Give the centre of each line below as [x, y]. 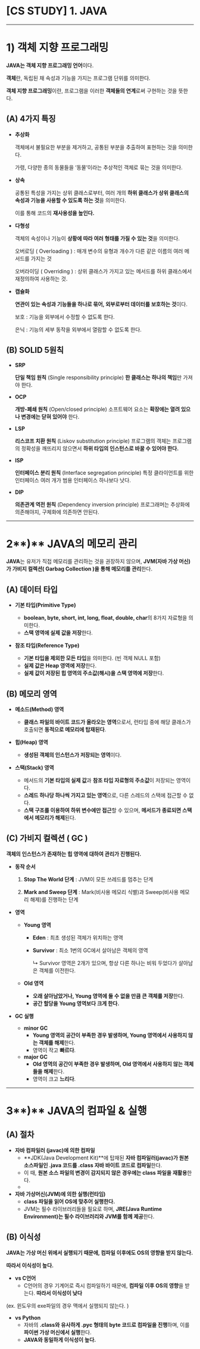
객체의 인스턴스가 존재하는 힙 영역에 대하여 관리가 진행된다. [74, 854]
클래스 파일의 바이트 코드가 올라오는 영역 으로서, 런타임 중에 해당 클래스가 [107, 722]
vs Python [28, 1317]
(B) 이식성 [24, 1237]
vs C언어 [25, 1278]
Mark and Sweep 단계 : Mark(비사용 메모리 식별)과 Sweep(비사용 [101, 892]
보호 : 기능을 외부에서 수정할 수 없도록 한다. [65, 317]
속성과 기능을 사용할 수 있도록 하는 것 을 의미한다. [71, 200]
